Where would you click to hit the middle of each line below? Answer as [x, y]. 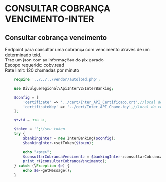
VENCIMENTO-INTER [50, 19]
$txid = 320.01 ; [31, 120]
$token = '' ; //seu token [40, 129]
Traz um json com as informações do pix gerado [54, 60]
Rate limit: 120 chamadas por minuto [42, 70]
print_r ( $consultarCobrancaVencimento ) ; [65, 161]
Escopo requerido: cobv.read [35, 65]
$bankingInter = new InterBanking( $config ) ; [69, 138]
